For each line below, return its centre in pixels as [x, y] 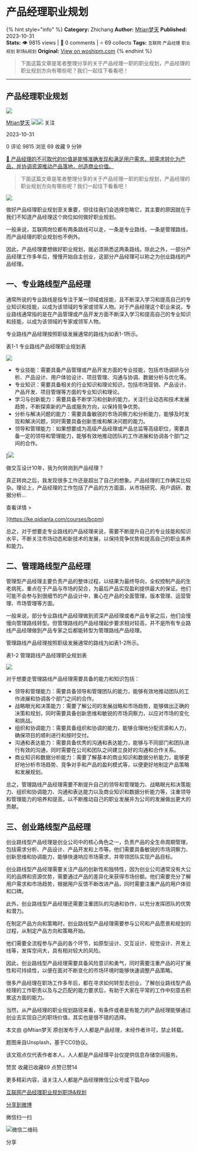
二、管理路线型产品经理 [48, 566]
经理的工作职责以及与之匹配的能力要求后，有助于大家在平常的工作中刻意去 [96, 990]
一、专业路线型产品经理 [48, 284]
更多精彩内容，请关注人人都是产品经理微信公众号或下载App [78, 1080]
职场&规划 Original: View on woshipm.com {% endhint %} [84, 51]
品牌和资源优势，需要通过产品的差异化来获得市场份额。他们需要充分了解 [103, 877]
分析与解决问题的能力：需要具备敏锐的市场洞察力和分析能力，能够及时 [99, 414]
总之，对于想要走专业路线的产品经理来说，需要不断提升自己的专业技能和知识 [98, 531]
